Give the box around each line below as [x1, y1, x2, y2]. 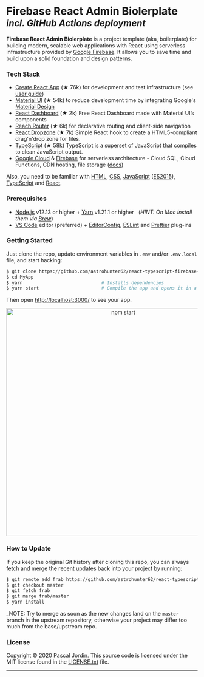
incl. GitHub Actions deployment [6, 17, 146, 29]
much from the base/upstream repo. [6, 623, 97, 630]
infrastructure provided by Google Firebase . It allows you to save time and [6, 48, 191, 55]
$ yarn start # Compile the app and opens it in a [6, 285, 197, 291]
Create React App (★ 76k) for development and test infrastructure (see [15, 84, 194, 91]
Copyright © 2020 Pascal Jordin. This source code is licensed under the [6, 651, 188, 659]
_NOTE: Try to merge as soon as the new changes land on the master [6, 610, 179, 617]
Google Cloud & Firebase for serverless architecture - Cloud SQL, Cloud [15, 155, 195, 162]
